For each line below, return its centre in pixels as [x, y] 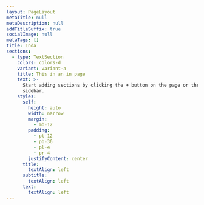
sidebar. [33, 91]
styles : [27, 96]
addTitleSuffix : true [34, 29]
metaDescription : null [35, 23]
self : [29, 102]
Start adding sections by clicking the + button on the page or [105, 86]
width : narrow [46, 113]
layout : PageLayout [31, 12]
